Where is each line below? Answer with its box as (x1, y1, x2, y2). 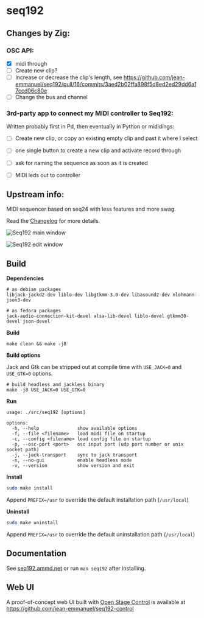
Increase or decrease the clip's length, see (15, 74, 123, 81)
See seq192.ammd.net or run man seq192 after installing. (6, 564, 146, 572)
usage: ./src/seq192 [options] (6, 409, 86, 416)
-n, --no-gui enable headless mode (12, 457, 132, 463)
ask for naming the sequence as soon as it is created (15, 159, 148, 166)
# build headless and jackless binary (6, 382, 105, 388)
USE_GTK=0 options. (6, 370, 53, 377)
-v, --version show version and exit (12, 463, 135, 469)
